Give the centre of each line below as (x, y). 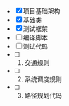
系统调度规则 (43, 79)
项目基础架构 (42, 11)
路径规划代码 (43, 95)
